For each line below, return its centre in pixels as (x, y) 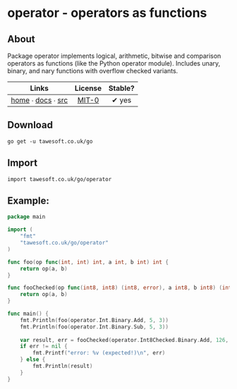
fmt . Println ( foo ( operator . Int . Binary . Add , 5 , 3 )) (95, 320)
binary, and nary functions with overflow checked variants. (93, 71)
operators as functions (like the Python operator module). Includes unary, (114, 63)
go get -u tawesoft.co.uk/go (50, 141)
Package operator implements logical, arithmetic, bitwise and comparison (114, 56)
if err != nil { (44, 347)
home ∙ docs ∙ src (39, 100)
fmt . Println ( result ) (63, 366)
